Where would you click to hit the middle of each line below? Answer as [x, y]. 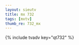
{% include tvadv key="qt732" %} [39, 38]
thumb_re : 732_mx [23, 23]
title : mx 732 [20, 14]
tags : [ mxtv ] [19, 19]
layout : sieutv [21, 10]
